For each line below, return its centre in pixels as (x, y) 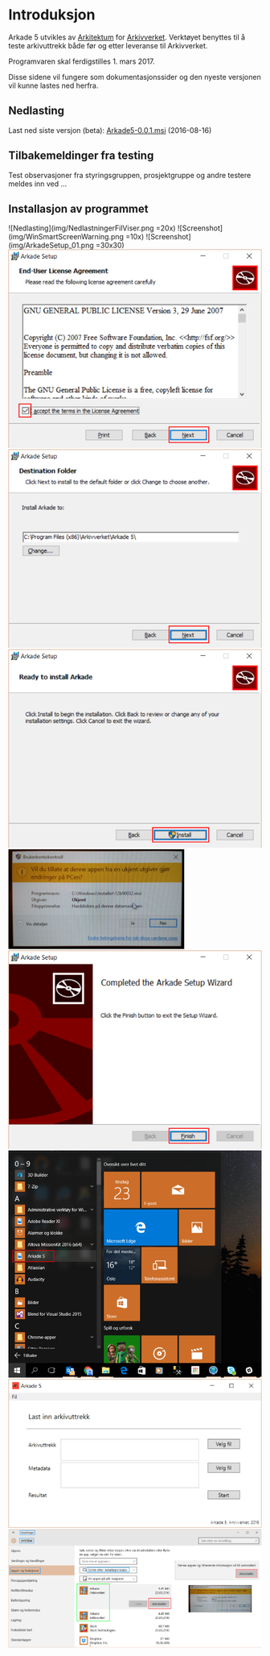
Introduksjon (52, 15)
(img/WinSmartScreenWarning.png (66, 237)
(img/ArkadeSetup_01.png (51, 245)
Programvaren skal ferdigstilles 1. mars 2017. (82, 61)
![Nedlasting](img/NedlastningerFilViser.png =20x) (92, 228)
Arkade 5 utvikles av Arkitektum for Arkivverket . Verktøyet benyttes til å (127, 37)
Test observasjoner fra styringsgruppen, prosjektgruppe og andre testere (130, 175)
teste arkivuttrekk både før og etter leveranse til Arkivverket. (108, 45)
